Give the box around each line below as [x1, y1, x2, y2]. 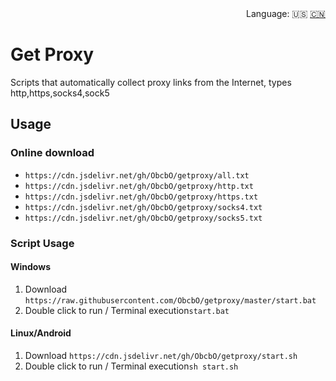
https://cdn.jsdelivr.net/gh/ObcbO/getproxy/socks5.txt [24, 213, 263, 223]
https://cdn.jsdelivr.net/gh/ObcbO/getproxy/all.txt [24, 170, 250, 181]
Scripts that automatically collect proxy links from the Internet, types [10, 76, 292, 88]
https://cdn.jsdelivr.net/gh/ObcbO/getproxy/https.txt [24, 192, 259, 202]
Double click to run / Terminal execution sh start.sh [24, 360, 239, 372]
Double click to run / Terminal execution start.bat [24, 304, 230, 316]
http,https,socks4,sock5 [10, 87, 110, 99]
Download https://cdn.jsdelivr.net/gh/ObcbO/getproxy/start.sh [24, 349, 298, 361]
